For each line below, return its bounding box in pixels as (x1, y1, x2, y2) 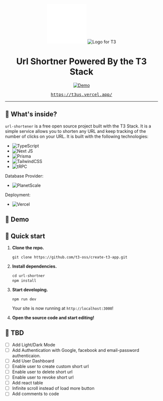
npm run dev (12, 296, 36, 302)
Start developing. (12, 287, 49, 292)
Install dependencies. (12, 263, 57, 269)
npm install (12, 278, 36, 283)
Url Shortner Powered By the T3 (16, 56, 147, 67)
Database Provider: (5, 173, 44, 179)
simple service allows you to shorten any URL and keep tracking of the (5, 128, 147, 134)
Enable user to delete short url (12, 369, 73, 375)
